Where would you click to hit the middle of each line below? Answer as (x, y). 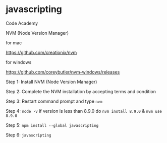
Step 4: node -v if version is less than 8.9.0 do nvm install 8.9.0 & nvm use (84, 111)
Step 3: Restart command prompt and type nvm (54, 101)
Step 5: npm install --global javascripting (52, 125)
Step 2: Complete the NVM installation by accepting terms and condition (81, 91)
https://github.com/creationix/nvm (41, 52)
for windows (19, 62)
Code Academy (22, 23)
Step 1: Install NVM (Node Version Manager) (51, 82)
